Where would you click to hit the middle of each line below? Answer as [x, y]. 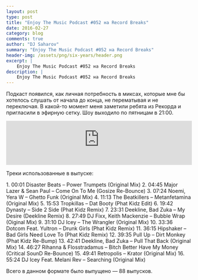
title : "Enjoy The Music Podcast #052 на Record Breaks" [77, 22]
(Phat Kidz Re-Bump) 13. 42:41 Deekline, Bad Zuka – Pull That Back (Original [99, 241]
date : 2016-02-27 [27, 28]
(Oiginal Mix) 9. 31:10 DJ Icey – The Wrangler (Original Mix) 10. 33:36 [89, 222]
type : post [19, 17]
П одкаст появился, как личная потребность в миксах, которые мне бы [96, 94]
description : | [25, 72]
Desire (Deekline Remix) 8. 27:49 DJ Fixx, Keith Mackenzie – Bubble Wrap [96, 216]
